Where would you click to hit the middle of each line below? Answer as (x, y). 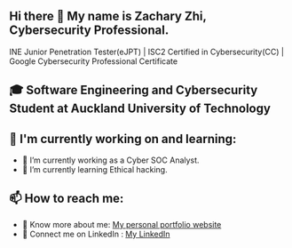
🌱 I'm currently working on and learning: (123, 139)
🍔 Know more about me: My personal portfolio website (122, 224)
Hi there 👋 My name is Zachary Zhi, (108, 16)
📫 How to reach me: (67, 199)
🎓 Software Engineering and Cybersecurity (134, 90)
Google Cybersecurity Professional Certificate (94, 61)
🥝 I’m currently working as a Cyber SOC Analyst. (110, 160)
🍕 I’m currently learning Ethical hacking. (95, 170)
